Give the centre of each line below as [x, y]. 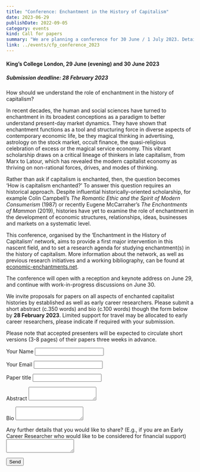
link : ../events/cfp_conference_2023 [53, 45]
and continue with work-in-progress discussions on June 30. [81, 285]
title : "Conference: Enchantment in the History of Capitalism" [87, 12]
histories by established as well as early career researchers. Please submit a [100, 303]
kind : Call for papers [34, 34]
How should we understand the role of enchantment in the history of [90, 92]
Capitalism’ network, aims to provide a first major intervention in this [90, 242]
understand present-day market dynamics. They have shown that [86, 124]
